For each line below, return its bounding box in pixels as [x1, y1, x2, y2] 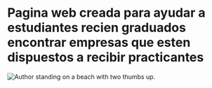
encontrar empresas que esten [7, 35, 191, 50]
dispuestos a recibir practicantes [7, 50, 204, 66]
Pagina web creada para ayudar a [7, 5, 206, 21]
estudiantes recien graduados [7, 20, 186, 36]
